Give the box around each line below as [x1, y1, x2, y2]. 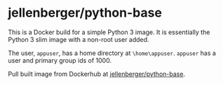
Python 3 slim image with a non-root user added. [8, 35, 149, 43]
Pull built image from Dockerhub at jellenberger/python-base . [8, 70, 185, 78]
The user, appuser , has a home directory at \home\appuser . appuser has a [8, 49, 217, 57]
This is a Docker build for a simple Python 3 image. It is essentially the [8, 28, 210, 36]
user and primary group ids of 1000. [8, 56, 111, 64]
